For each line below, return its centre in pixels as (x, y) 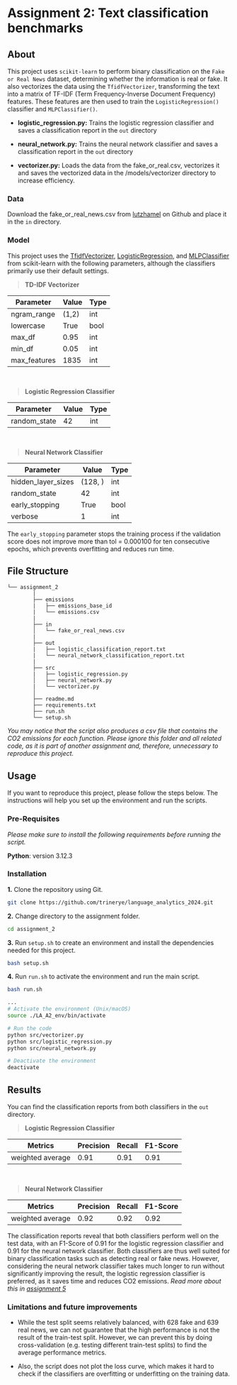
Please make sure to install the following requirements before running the (114, 834)
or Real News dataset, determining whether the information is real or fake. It (117, 79)
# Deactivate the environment (52, 1061)
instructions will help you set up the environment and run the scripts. (107, 800)
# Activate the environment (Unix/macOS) (69, 1009)
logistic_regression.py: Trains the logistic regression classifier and (116, 123)
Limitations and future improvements (73, 1307)
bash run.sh (25, 990)
